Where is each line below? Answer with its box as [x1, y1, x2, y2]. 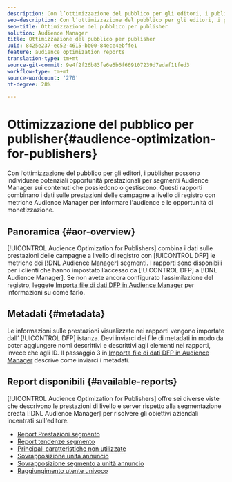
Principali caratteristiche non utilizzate [17, 444, 126, 453]
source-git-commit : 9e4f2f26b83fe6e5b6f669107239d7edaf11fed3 [7, 62, 190, 68]
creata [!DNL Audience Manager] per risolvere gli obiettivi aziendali [7, 409, 199, 417]
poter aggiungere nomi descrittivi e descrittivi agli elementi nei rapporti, [7, 341, 211, 349]
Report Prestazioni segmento [17, 429, 100, 438]
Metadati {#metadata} [7, 308, 106, 320]
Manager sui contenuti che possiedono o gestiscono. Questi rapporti [7, 184, 202, 192]
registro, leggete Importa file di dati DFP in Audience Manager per [7, 281, 195, 289]
